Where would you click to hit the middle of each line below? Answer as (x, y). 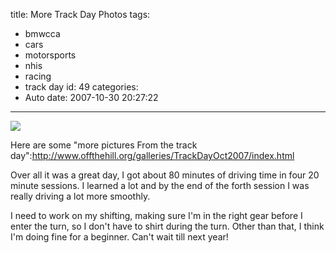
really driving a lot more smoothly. (80, 196)
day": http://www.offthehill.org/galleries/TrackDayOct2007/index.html (152, 155)
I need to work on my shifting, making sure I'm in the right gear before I (156, 215)
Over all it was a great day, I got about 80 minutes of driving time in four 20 (165, 175)
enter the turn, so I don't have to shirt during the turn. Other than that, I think (167, 226)
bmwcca (42, 33)
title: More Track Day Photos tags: (80, 14)
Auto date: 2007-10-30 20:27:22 (91, 97)
